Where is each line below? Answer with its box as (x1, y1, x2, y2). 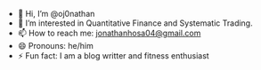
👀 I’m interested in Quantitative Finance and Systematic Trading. (17, 18, 253, 28)
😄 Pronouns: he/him (17, 41, 94, 51)
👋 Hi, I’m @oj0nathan (17, 9, 95, 19)
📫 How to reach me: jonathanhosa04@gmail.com (17, 27, 201, 38)
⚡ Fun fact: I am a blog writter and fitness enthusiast (17, 51, 209, 61)
